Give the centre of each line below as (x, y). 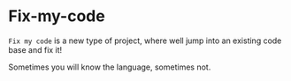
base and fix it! (35, 49)
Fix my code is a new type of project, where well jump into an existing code (145, 40)
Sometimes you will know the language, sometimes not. (110, 67)
